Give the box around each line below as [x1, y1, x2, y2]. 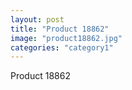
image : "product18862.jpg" [10, 33, 123, 43]
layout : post [10, 14, 65, 25]
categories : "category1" [10, 42, 114, 53]
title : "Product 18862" [10, 24, 110, 34]
